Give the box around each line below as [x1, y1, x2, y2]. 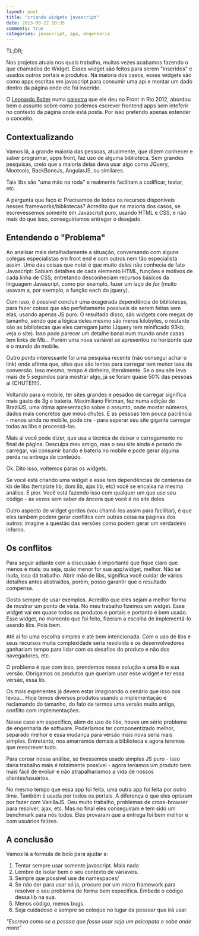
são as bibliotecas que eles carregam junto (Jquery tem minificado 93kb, [6, 323, 185, 330]
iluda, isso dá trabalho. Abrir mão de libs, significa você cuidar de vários [6, 572, 183, 579]
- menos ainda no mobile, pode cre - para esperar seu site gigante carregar [6, 416, 191, 424]
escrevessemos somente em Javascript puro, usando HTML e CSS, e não [6, 209, 187, 216]
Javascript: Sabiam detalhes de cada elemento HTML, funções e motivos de [6, 267, 193, 274]
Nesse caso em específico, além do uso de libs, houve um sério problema [6, 718, 187, 725]
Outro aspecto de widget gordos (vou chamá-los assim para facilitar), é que [6, 506, 192, 514]
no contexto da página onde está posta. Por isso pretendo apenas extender [6, 109, 191, 116]
